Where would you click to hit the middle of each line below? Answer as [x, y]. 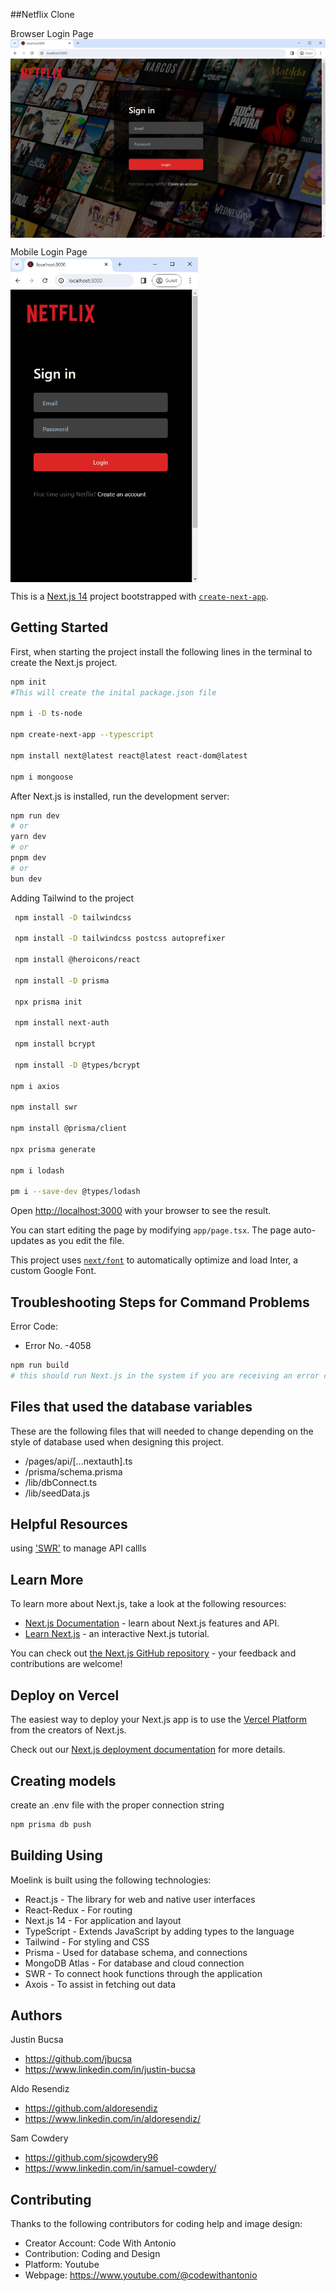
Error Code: [34, 1326]
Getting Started [59, 627]
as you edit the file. [85, 1241]
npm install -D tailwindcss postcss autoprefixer [120, 939]
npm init [28, 682]
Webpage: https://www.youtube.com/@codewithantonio [141, 2275]
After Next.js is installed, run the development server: [120, 796]
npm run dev [35, 815]
